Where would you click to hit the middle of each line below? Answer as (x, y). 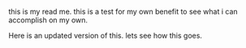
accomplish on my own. (48, 20)
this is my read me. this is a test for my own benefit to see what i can (123, 12)
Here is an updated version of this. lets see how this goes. (106, 36)
